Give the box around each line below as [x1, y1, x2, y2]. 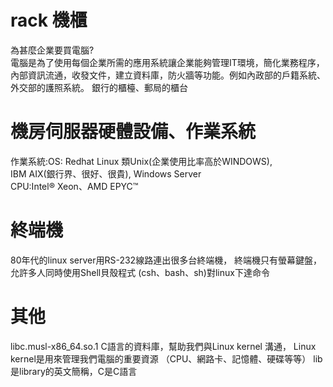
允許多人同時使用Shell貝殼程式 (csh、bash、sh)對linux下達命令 [10, 266, 270, 278]
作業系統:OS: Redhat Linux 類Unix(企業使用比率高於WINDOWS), [10, 155, 273, 167]
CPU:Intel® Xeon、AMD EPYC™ [10, 180, 139, 192]
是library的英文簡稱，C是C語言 [10, 365, 138, 377]
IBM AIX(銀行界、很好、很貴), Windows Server [10, 167, 202, 180]
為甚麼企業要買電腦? [10, 44, 95, 56]
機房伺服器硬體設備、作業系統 [10, 121, 257, 143]
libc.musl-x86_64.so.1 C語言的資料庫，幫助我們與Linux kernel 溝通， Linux [10, 340, 317, 352]
